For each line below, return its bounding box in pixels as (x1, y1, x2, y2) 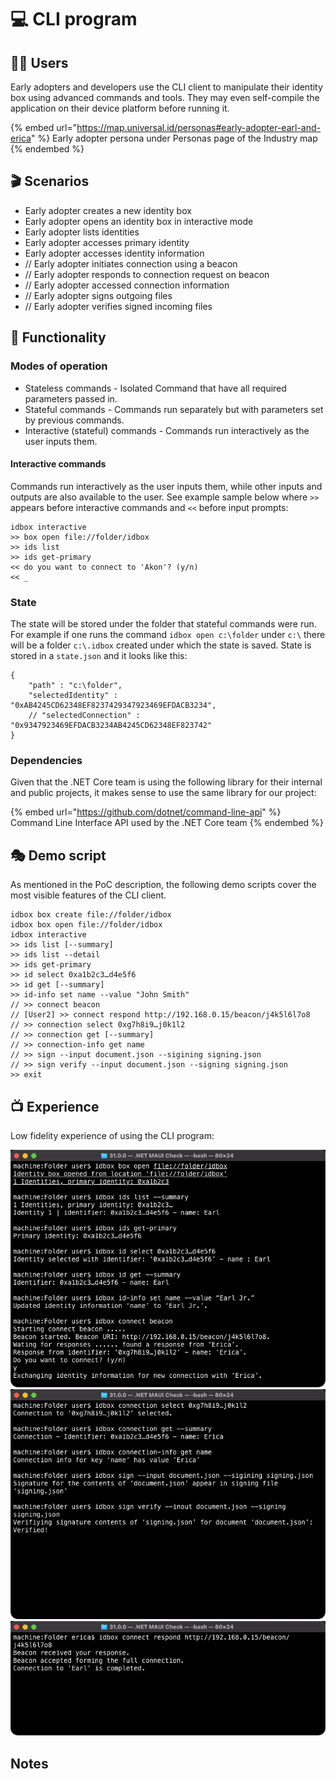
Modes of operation (10, 359, 108, 373)
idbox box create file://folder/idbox (10, 910, 172, 920)
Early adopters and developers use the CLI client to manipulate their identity (10, 81, 323, 93)
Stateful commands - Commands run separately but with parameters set (24, 403, 324, 415)
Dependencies (10, 753, 83, 767)
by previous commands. (24, 414, 125, 426)
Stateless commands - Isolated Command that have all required (24, 382, 287, 394)
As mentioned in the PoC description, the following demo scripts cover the (10, 879, 317, 891)
